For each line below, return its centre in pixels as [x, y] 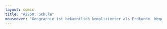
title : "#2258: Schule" [30, 14]
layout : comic [20, 10]
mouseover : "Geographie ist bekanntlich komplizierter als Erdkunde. [79, 19]
